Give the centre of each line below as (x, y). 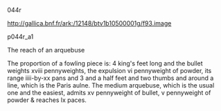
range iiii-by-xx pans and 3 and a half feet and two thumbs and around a (110, 78)
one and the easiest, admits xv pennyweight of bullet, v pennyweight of (109, 93)
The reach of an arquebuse (46, 50)
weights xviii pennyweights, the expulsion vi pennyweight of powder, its (109, 71)
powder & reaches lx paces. (47, 100)
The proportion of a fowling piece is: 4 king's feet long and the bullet (105, 63)
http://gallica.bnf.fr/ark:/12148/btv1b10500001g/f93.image (89, 23)
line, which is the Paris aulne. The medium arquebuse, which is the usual (111, 85)
